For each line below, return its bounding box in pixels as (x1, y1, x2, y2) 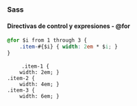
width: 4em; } (19, 81, 60, 88)
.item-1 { (21, 63, 50, 70)
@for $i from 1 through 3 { (7, 37, 88, 44)
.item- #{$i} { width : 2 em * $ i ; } (19, 43, 118, 50)
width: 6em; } (19, 92, 60, 100)
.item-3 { (7, 87, 36, 94)
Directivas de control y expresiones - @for (7, 22, 131, 30)
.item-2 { (7, 75, 36, 81)
